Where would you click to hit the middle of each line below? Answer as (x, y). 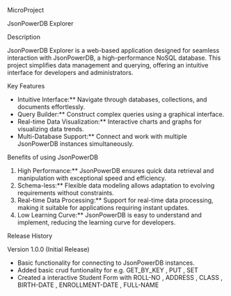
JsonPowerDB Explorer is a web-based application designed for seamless (113, 50)
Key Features (26, 86)
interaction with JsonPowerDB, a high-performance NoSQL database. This (114, 58)
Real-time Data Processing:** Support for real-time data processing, (115, 200)
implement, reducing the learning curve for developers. (96, 222)
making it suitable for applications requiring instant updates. (103, 207)
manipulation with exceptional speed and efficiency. (92, 178)
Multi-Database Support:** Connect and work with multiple (102, 136)
